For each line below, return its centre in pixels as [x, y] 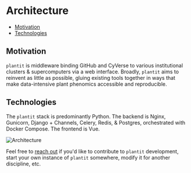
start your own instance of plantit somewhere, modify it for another [88, 157]
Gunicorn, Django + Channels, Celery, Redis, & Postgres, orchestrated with [96, 122]
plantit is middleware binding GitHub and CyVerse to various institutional [95, 65]
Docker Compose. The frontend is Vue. [53, 129]
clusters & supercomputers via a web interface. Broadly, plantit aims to [93, 72]
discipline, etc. [24, 164]
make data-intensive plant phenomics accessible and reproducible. [86, 84]
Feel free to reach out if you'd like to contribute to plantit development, [92, 151]
